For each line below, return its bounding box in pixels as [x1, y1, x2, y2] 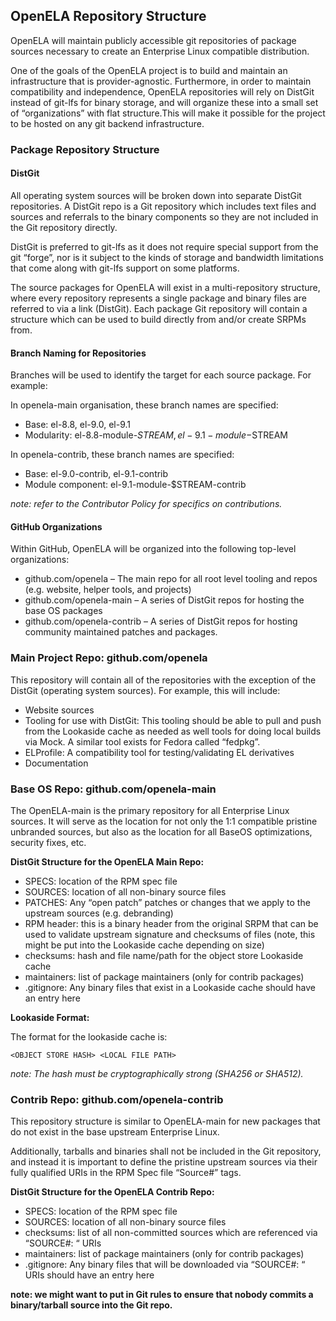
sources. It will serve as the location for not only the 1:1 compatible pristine [10, 815, 318, 827]
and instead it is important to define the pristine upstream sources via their [10, 1156, 318, 1168]
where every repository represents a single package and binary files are [10, 292, 307, 304]
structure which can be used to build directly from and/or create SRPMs [10, 313, 307, 325]
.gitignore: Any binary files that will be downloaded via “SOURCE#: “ [24, 1259, 306, 1271]
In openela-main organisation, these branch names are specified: [10, 399, 279, 411]
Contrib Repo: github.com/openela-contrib [10, 1092, 224, 1106]
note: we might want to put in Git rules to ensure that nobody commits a [10, 1289, 314, 1301]
